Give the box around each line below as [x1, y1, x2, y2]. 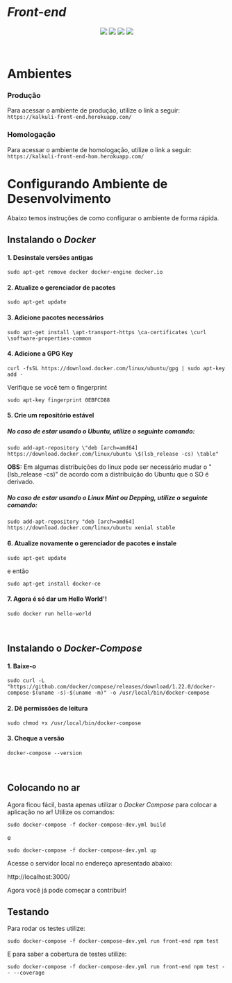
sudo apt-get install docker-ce [7, 580, 101, 587]
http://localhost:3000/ [7, 873, 71, 881]
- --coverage [7, 970, 45, 977]
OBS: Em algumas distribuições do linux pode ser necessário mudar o [7, 463, 208, 471]
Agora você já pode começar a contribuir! [7, 886, 127, 894]
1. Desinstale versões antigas [7, 253, 94, 261]
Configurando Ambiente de [7, 176, 168, 192]
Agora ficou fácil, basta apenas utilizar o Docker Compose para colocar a [7, 800, 217, 809]
